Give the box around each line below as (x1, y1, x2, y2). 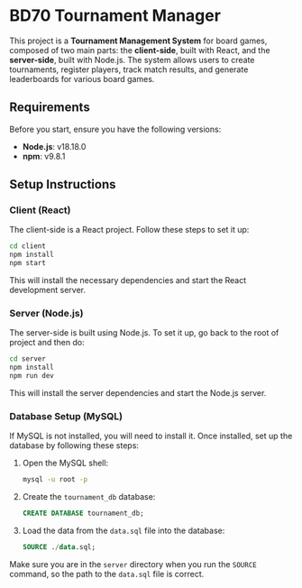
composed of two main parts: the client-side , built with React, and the (9, 44, 270, 55)
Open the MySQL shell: (22, 457, 109, 469)
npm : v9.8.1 (22, 151, 66, 161)
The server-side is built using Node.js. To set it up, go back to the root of (9, 327, 279, 338)
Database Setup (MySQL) (9, 409, 124, 422)
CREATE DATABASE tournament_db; (22, 509, 144, 519)
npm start (9, 259, 47, 268)
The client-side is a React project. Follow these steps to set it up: (9, 225, 250, 235)
